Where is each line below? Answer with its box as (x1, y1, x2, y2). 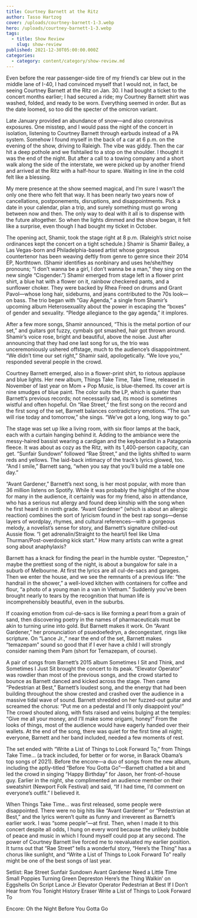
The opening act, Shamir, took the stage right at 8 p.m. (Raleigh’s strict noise (6, 234, 192, 241)
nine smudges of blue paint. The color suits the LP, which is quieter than (6, 388, 181, 395)
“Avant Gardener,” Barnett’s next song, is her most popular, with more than (6, 480, 186, 487)
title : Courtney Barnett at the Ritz (6, 8, 99, 15)
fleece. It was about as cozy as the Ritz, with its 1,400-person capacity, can (6, 444, 189, 451)
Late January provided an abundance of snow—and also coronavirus (6, 117, 173, 124)
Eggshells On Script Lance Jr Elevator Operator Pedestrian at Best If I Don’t (6, 881, 188, 888)
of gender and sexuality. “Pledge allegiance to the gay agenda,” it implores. (6, 309, 188, 316)
